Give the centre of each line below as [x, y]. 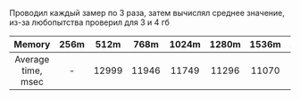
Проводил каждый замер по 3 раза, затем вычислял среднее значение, [147, 13]
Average [32, 59]
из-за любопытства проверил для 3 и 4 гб [89, 22]
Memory [32, 44]
